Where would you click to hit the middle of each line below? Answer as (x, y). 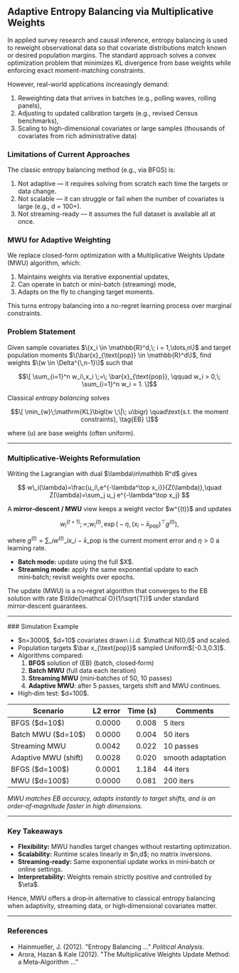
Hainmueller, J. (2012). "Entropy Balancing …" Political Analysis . (111, 947)
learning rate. (27, 548)
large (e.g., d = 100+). (49, 207)
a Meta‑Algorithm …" (48, 962)
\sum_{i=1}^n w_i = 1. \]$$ (119, 383)
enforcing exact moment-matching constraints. (76, 70)
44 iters (176, 769)
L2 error (106, 711)
